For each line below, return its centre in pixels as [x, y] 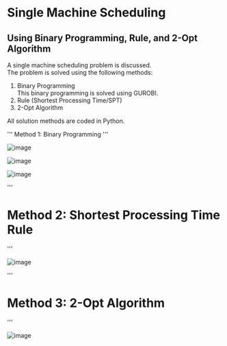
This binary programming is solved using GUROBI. [88, 93]
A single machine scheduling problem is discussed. [79, 65]
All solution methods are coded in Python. [66, 121]
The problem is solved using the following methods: [80, 72]
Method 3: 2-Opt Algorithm [86, 303]
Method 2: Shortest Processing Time [114, 215]
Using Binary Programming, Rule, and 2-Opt [103, 38]
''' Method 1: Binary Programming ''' [58, 134]
